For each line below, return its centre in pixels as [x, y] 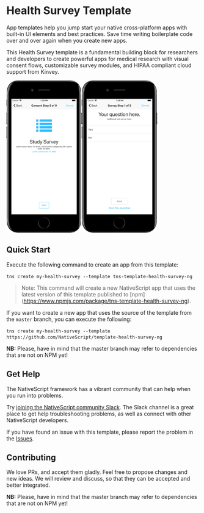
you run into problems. [35, 395]
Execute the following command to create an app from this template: [93, 264]
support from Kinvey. [33, 71]
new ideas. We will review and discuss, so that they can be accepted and [98, 479]
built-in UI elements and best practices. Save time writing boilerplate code [100, 34]
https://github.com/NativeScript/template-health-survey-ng [85, 337]
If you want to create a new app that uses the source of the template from [99, 312]
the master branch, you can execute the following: [69, 319]
